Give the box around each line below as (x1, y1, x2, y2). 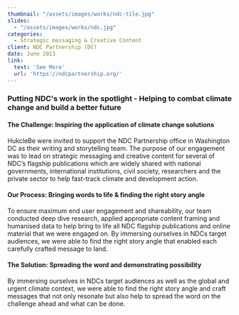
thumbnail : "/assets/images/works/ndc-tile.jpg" (7, 10, 155, 18)
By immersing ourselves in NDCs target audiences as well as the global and (7, 276, 230, 286)
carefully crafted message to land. (7, 244, 108, 253)
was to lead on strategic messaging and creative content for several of (7, 151, 215, 160)
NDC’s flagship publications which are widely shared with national (7, 159, 201, 168)
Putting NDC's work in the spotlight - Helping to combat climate (7, 94, 233, 104)
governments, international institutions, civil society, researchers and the (7, 166, 221, 175)
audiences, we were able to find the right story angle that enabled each (7, 236, 218, 245)
